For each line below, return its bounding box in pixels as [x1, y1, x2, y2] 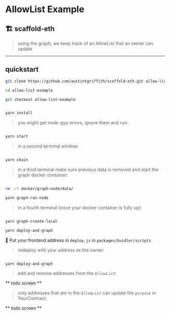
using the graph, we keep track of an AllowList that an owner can [17, 41, 153, 46]
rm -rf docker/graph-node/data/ [5, 186, 73, 191]
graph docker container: [17, 172, 68, 178]
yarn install [5, 111, 33, 116]
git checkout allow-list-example [5, 97, 76, 102]
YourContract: [17, 295, 47, 301]
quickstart [5, 65, 39, 74]
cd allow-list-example [5, 88, 53, 93]
